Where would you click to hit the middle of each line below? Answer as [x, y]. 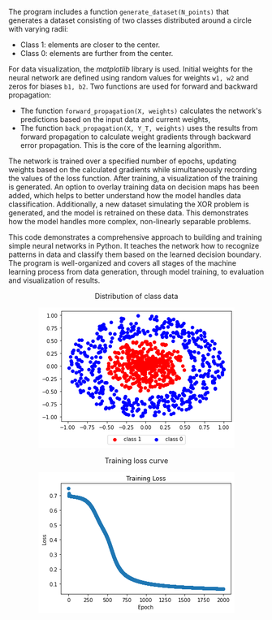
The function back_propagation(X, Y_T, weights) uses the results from [139, 128]
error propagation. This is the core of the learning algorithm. [121, 145]
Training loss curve [136, 461]
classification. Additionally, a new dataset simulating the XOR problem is [129, 204]
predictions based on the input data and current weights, [115, 119]
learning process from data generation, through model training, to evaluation [136, 272]
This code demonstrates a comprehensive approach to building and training [135, 237]
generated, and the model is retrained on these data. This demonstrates [129, 213]
